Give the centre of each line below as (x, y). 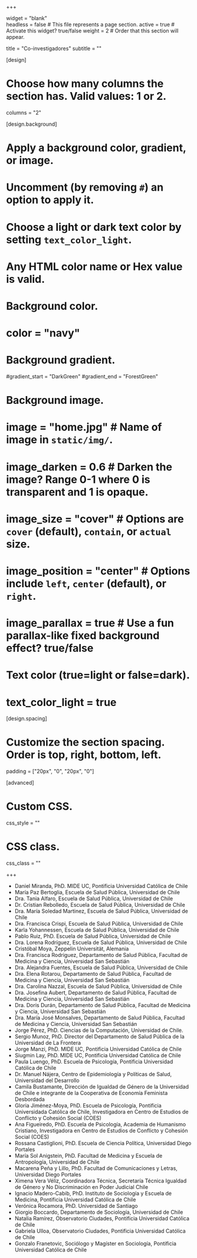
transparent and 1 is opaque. (77, 492)
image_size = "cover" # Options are (95, 519)
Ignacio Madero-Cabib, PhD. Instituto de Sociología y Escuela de (93, 1194)
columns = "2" (24, 112)
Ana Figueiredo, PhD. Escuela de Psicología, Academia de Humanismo (100, 1125)
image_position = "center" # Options (98, 571)
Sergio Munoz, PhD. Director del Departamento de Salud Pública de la (99, 1037)
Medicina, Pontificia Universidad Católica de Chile (75, 1200)
